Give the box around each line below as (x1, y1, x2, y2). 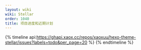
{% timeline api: (5, 34, 37, 40)
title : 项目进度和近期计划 (5, 21, 54, 26)
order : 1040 (5, 16, 29, 21)
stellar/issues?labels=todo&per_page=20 (5, 40, 88, 46)
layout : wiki (5, 7, 32, 12)
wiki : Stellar (5, 12, 34, 17)
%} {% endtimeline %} (88, 40, 134, 46)
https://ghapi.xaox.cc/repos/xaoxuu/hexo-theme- (36, 34, 136, 40)
